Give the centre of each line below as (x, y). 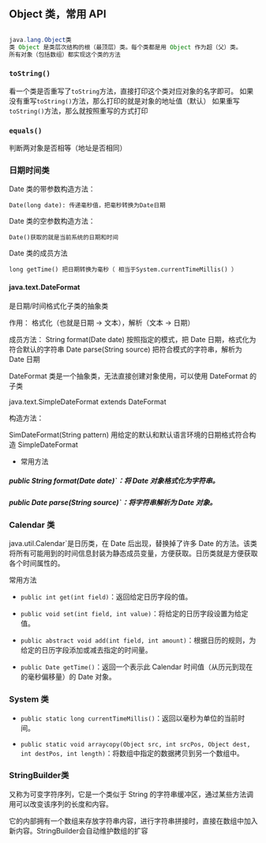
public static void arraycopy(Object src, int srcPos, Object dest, (135, 744)
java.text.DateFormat (45, 287)
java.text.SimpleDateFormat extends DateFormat (88, 401)
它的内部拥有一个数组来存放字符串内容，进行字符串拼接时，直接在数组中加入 (133, 821)
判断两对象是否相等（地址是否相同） (68, 148)
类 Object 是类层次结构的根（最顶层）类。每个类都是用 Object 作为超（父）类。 (126, 47)
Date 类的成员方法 (38, 253)
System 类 (29, 699)
